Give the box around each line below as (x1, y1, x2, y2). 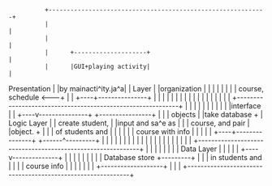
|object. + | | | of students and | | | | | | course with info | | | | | (8, 127, 213, 136)
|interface (228, 101, 261, 111)
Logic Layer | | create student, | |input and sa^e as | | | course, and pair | (8, 118, 250, 128)
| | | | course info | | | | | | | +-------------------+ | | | (8, 161, 181, 171)
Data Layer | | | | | (180, 144, 240, 154)
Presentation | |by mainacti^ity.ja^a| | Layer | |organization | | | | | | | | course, (8, 84, 264, 93)
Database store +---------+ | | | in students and (104, 153, 262, 162)
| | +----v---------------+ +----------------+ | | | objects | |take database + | (8, 110, 264, 119)
